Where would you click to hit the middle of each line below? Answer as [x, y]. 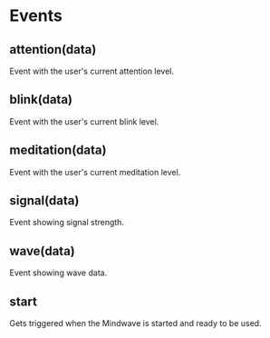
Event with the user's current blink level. [84, 121]
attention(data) [53, 50]
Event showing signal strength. [67, 223]
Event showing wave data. [58, 273]
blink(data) [41, 99]
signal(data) [44, 201]
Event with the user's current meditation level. [95, 172]
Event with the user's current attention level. [92, 71]
